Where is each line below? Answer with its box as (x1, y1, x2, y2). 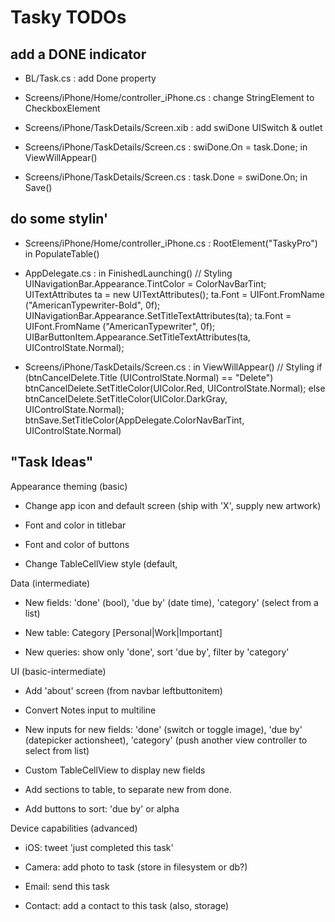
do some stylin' (10, 211, 109, 228)
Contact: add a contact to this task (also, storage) (24, 899, 230, 911)
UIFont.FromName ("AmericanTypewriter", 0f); (24, 320, 216, 332)
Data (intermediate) (10, 577, 91, 589)
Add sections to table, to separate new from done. (24, 783, 232, 795)
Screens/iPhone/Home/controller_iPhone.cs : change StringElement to (24, 92, 315, 103)
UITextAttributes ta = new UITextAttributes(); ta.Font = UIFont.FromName (24, 288, 325, 300)
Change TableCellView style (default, (24, 557, 178, 570)
